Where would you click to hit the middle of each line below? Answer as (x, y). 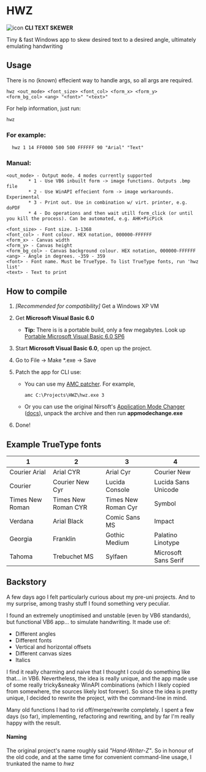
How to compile (37, 291)
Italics (23, 660)
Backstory (27, 582)
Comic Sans (123, 517)
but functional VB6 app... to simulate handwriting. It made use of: (88, 622)
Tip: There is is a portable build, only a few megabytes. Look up (105, 330)
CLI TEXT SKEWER (49, 28)
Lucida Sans (172, 482)
